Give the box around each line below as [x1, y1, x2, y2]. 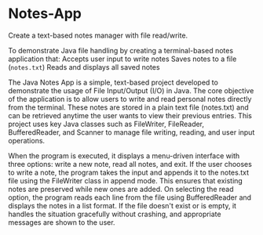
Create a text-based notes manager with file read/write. [8, 31, 188, 40]
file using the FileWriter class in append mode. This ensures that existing [8, 175, 243, 185]
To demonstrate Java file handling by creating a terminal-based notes [8, 45, 234, 55]
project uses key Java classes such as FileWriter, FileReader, [8, 119, 205, 128]
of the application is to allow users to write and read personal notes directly [8, 94, 252, 103]
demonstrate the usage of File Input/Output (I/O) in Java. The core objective [8, 85, 254, 95]
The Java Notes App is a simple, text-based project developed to [8, 78, 218, 87]
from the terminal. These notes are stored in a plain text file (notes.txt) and [8, 103, 249, 112]
